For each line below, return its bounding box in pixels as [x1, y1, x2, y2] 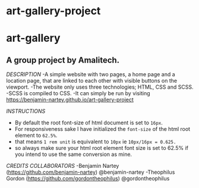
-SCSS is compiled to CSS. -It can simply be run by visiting [6, 90, 150, 97]
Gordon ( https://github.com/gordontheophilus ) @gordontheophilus [6, 175, 170, 182]
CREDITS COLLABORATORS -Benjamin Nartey [6, 162, 119, 170]
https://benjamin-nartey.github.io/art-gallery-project [6, 96, 134, 104]
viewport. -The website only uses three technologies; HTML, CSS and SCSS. [6, 83, 194, 90]
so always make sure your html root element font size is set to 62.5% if [14, 145, 189, 152]
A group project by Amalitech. [6, 55, 120, 65]
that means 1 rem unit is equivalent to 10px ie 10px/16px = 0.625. [14, 138, 176, 145]
